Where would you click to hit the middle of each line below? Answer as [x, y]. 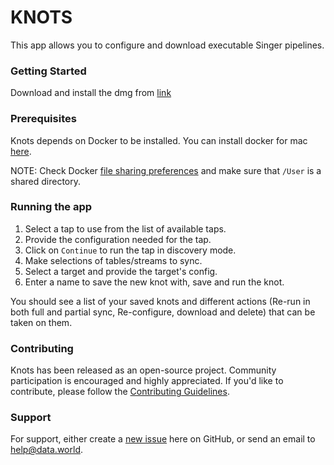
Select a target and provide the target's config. [121, 271]
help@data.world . [46, 450]
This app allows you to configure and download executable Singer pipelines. [167, 45]
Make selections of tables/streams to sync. [113, 260]
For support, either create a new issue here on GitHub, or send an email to [163, 439]
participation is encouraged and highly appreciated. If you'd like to [147, 381]
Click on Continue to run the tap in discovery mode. [130, 250]
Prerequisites [43, 119]
